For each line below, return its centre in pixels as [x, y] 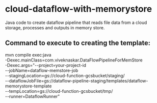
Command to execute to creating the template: [78, 43]
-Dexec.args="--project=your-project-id [46, 65]
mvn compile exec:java [28, 55]
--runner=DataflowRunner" [33, 96]
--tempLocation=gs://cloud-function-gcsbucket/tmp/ [59, 91]
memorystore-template [28, 86]
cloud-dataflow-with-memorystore [78, 9]
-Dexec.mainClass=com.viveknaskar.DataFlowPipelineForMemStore [74, 60]
